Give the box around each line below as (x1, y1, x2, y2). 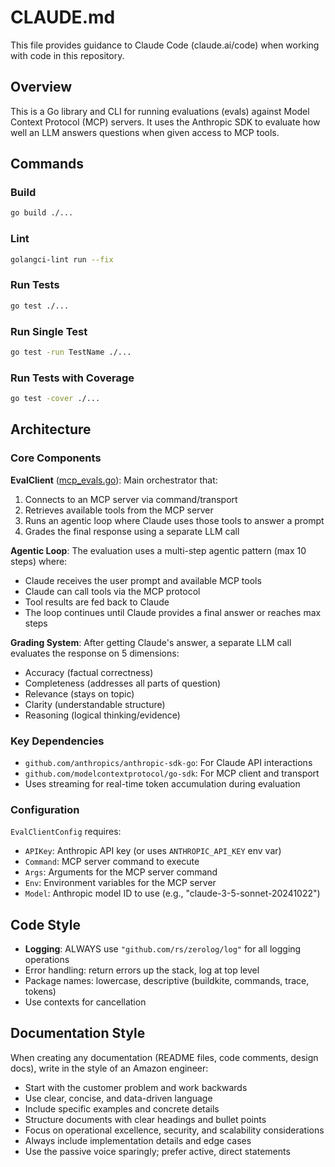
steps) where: (10, 555, 68, 567)
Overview (10, 79, 73, 96)
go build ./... (10, 208, 74, 218)
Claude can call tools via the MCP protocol (24, 585, 201, 597)
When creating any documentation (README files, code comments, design (10, 1051, 319, 1063)
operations (24, 954, 70, 966)
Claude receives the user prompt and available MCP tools (24, 574, 262, 586)
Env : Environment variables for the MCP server (24, 877, 217, 889)
